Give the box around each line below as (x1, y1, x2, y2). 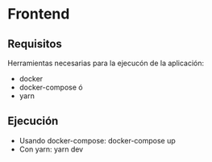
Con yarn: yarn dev (19, 144, 84, 154)
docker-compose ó (19, 82, 83, 92)
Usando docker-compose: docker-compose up (19, 135, 177, 145)
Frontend (7, 5, 70, 23)
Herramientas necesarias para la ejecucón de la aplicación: (7, 58, 205, 68)
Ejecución (7, 114, 59, 128)
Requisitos (7, 37, 62, 51)
